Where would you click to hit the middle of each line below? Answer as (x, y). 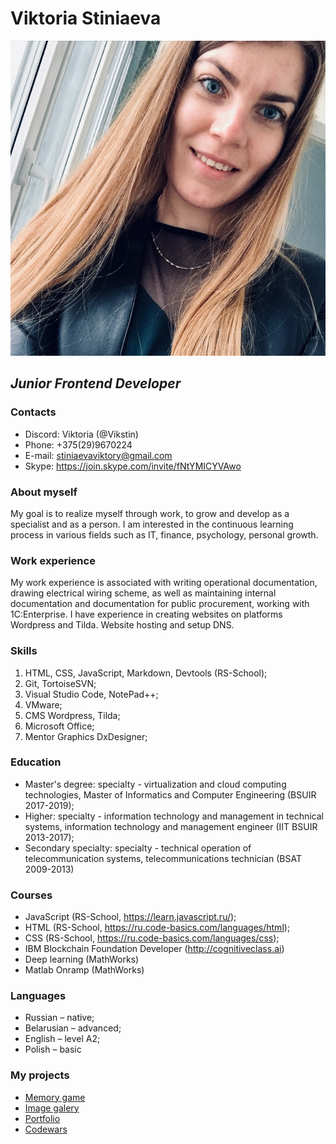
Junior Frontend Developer (96, 383)
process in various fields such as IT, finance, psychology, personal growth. (164, 534)
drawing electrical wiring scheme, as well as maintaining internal (143, 593)
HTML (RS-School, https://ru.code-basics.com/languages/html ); (157, 928)
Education (36, 762)
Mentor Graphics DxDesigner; (86, 736)
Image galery (52, 1108)
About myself (44, 492)
